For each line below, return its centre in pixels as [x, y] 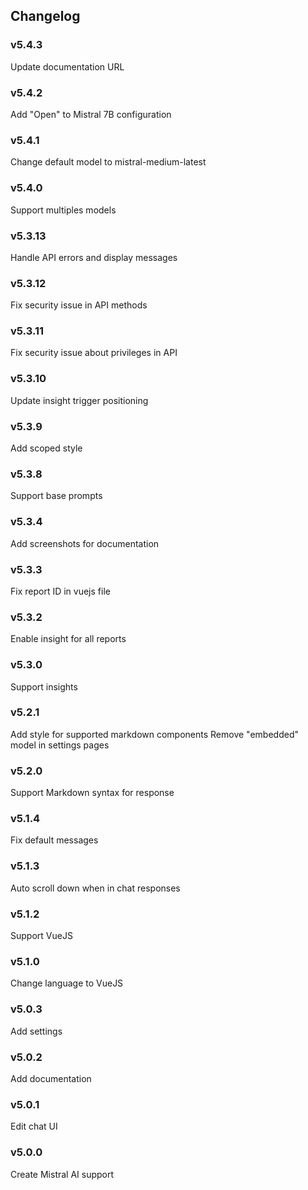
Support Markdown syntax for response [92, 793]
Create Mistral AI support [62, 1174]
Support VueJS [41, 936]
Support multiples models [63, 210]
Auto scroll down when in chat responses [95, 888]
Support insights [44, 686]
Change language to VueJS [67, 983]
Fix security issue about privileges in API [94, 353]
